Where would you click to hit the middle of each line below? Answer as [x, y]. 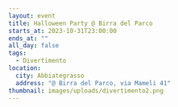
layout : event [32, 16]
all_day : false [34, 46]
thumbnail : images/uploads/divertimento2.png [86, 91]
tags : [17, 53]
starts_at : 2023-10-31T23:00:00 [62, 31]
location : [25, 68]
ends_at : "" [28, 38]
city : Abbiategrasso [50, 76]
